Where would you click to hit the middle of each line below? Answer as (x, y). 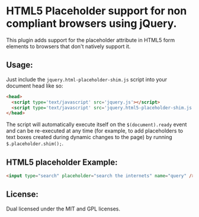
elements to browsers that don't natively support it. (68, 46)
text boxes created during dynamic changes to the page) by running (89, 137)
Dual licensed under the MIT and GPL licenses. (63, 209)
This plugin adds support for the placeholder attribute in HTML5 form (91, 40)
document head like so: (35, 86)
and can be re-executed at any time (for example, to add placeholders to (95, 131)
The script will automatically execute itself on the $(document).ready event (97, 125)
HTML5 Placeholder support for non (97, 11)
